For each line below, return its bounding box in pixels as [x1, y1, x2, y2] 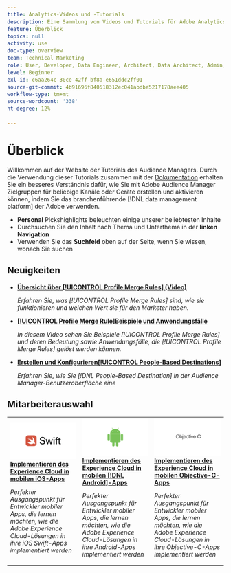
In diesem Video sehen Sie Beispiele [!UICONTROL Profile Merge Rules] [16, 330, 220, 338]
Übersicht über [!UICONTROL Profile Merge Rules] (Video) [16, 282, 187, 291]
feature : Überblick [7, 25, 63, 32]
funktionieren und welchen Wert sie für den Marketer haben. [16, 303, 189, 312]
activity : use [7, 40, 48, 47]
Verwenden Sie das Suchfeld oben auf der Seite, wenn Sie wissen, [16, 237, 208, 245]
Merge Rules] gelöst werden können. [16, 344, 122, 353]
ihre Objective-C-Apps [154, 543, 221, 551]
